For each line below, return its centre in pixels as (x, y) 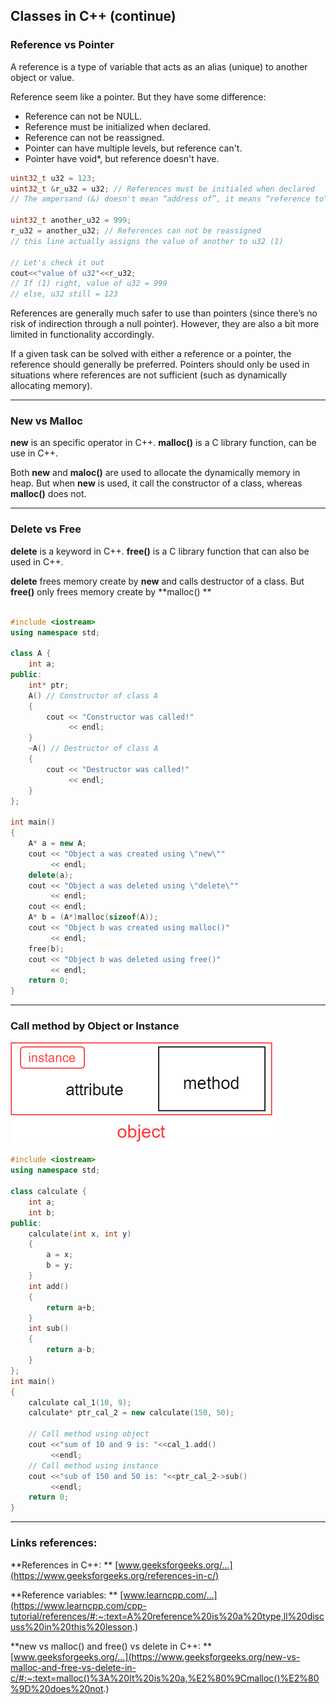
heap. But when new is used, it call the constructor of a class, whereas (156, 483)
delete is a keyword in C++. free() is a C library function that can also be (160, 551)
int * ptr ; (49, 685)
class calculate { (48, 1192)
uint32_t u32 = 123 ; (53, 178)
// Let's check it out (57, 262)
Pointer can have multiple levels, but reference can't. (133, 148)
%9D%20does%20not (57, 1688)
